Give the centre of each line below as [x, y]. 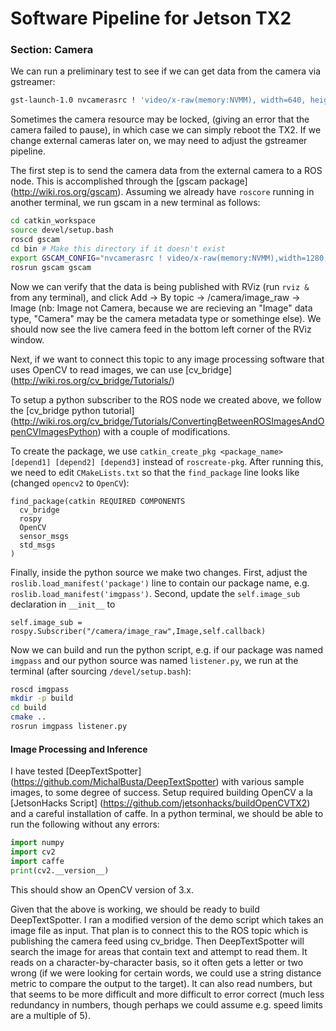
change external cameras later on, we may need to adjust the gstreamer [159, 141]
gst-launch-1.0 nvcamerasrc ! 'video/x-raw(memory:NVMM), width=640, [158, 100]
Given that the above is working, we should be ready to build [135, 909]
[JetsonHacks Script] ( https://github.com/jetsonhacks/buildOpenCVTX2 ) [160, 803]
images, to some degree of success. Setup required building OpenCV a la [161, 793]
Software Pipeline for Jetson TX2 [151, 18]
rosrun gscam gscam [51, 267]
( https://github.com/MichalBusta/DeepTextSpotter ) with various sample [157, 782]
